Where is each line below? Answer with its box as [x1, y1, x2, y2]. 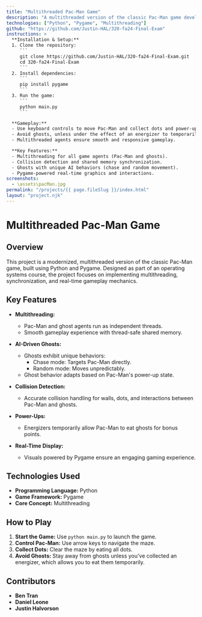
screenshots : [6, 175, 39, 182]
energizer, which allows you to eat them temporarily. [14, 559, 145, 566]
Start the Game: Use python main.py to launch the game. [14, 533, 157, 541]
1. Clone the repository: [11, 43, 77, 49]
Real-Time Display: [14, 442, 64, 449]
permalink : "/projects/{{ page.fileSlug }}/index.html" [6, 187, 149, 193]
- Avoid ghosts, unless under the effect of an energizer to [11, 132, 168, 138]
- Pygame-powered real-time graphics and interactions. [11, 170, 155, 176]
